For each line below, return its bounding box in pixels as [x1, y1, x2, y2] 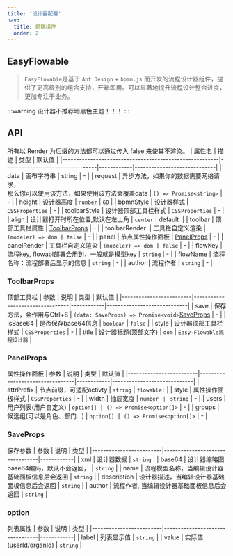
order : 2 [13, 29, 39, 37]
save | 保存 [195, 302, 227, 310]
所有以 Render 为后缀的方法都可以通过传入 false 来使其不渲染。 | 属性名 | [7, 147, 216, 155]
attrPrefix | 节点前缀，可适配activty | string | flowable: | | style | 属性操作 [7, 386, 218, 394]
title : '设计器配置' [7, 10, 61, 17]
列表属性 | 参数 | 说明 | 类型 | [7, 525, 89, 533]
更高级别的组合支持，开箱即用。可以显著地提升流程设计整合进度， [36, 84, 226, 92]
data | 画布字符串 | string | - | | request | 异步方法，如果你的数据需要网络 [7, 171, 214, 180]
